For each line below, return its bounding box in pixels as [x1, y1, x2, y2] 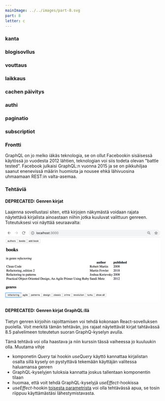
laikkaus [5, 75, 26, 82]
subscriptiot [5, 128, 35, 135]
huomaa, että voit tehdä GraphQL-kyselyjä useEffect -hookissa [12, 379, 139, 385]
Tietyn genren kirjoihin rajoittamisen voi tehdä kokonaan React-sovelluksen [5, 319, 158, 324]
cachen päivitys [5, 88, 44, 95]
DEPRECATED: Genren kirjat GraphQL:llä [5, 308, 90, 314]
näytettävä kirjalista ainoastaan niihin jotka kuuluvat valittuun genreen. [5, 214, 148, 220]
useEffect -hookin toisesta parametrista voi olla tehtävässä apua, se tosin [12, 385, 160, 391]
